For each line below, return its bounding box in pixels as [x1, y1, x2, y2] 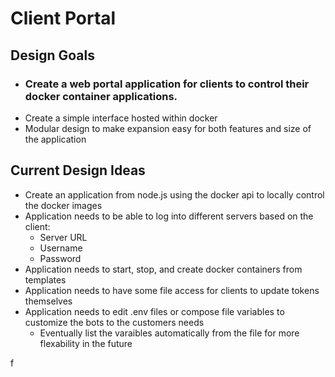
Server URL [39, 231, 88, 243]
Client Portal [10, 7, 117, 30]
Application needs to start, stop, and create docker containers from [24, 263, 303, 275]
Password [39, 252, 82, 264]
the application [24, 133, 87, 145]
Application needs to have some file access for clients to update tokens [24, 284, 320, 296]
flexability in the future [39, 337, 133, 349]
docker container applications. [24, 89, 178, 103]
